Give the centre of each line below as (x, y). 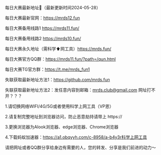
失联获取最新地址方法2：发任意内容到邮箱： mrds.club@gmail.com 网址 (76, 90)
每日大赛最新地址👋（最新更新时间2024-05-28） (53, 8)
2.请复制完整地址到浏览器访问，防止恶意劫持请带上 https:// (64, 116)
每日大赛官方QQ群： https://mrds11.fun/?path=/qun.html (60, 59)
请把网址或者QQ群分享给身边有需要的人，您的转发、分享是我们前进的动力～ (80, 147)
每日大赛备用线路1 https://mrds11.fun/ (42, 28)
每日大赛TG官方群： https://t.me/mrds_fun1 (48, 69)
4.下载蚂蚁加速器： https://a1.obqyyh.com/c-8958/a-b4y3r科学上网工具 (76, 137)
